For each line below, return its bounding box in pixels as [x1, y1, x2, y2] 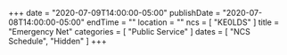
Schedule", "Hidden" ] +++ [8, 35, 108, 46]
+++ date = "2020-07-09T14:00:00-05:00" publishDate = [8, 8, 221, 18]
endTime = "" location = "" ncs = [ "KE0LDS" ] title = [86, 17, 280, 27]
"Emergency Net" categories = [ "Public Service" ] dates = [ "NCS [8, 27, 251, 36]
